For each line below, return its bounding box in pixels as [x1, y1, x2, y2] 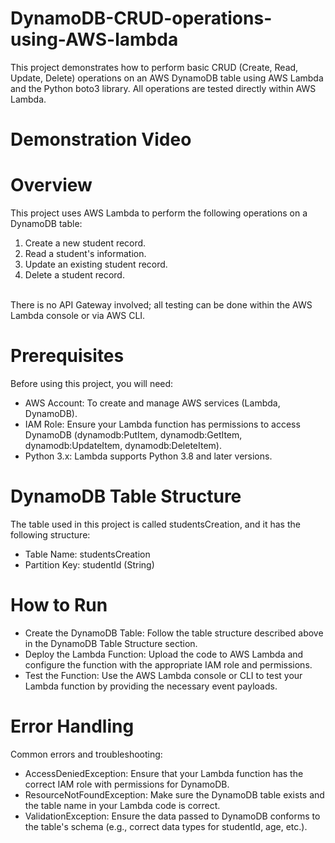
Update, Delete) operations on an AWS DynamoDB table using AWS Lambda [10, 72, 324, 84]
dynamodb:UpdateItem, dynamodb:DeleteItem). [24, 440, 222, 451]
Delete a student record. [24, 269, 125, 281]
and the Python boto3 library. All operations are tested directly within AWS [10, 82, 317, 94]
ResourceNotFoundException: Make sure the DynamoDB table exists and [24, 788, 325, 801]
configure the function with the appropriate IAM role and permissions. [24, 658, 313, 671]
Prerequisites [10, 345, 125, 367]
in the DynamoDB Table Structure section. [24, 637, 198, 649]
